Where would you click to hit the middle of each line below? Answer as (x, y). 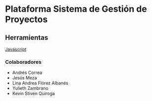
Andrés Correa (27, 73)
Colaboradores (23, 62)
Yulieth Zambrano (30, 88)
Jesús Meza (25, 78)
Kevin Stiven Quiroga (33, 94)
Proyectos (26, 19)
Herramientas (27, 38)
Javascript (16, 49)
